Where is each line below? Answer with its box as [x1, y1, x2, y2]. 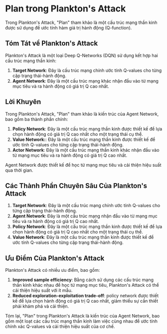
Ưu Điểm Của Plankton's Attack [5, 254, 105, 262]
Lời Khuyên [5, 98, 41, 106]
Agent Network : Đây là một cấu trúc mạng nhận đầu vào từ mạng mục [12, 213, 158, 219]
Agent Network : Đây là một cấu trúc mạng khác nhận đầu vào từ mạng [12, 78, 159, 84]
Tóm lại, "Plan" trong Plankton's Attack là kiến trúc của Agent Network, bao [5, 313, 160, 319]
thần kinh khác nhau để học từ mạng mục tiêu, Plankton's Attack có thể [12, 282, 160, 288]
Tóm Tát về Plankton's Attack [5, 39, 98, 48]
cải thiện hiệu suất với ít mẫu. [12, 287, 73, 294]
